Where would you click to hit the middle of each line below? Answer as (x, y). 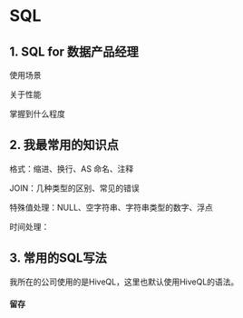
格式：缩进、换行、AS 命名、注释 (72, 168)
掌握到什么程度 (37, 114)
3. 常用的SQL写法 (58, 258)
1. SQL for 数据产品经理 (74, 51)
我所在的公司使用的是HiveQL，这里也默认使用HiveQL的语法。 (124, 282)
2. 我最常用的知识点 (64, 145)
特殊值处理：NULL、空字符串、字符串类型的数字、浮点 (111, 207)
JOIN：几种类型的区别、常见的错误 (75, 188)
